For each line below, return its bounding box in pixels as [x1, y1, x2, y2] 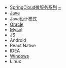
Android [9, 37, 26, 43]
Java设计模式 [9, 16, 37, 21]
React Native [9, 43, 36, 48]
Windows [9, 53, 29, 59]
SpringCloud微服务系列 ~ [9, 4, 62, 10]
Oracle [9, 21, 24, 27]
